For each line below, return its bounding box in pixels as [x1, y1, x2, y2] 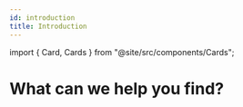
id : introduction [9, 13, 76, 23]
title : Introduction [9, 22, 88, 31]
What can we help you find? [9, 78, 225, 99]
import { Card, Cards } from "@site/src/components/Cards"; [9, 46, 235, 57]
